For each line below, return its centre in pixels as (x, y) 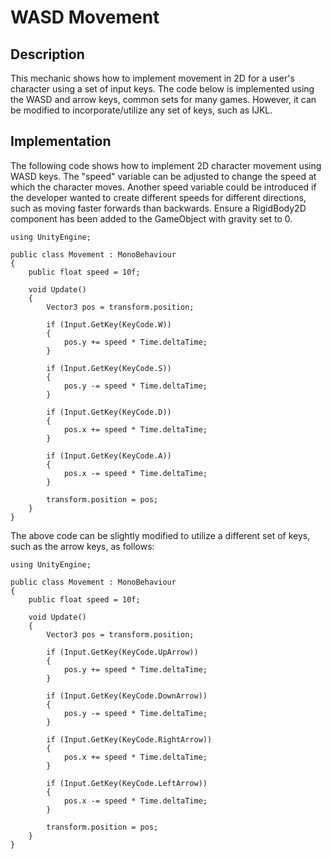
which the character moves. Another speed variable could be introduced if (163, 187)
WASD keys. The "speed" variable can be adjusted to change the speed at (163, 176)
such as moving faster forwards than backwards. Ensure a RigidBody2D (158, 208)
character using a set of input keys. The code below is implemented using (162, 89)
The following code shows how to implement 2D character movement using (166, 165)
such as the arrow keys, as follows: (82, 546)
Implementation (61, 141)
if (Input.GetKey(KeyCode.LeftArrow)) (127, 783)
